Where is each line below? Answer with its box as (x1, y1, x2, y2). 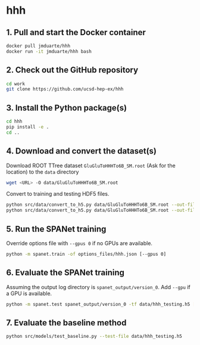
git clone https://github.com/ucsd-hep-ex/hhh (6, 86, 124, 92)
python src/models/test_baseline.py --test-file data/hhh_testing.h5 (6, 334, 183, 340)
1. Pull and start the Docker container (6, 27, 146, 37)
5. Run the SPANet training (6, 224, 107, 234)
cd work (6, 81, 26, 87)
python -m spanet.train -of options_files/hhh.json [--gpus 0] (6, 251, 167, 257)
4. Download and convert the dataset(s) (6, 146, 157, 156)
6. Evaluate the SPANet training (6, 268, 125, 278)
